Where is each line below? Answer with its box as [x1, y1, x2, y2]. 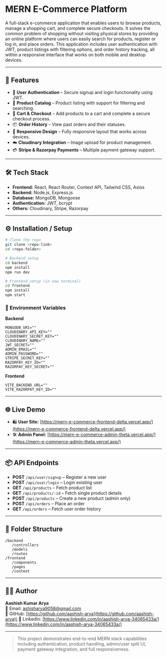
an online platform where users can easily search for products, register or [5, 36, 156, 42]
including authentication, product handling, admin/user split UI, [17, 641, 147, 647]
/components [11, 560, 37, 565]
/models [11, 547, 28, 552]
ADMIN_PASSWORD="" [5, 351, 43, 356]
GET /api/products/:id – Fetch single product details [12, 490, 122, 496]
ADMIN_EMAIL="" [5, 347, 37, 352]
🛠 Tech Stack [5, 168, 49, 177]
